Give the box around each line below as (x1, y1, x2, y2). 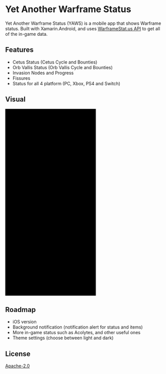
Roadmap (5, 305, 36, 314)
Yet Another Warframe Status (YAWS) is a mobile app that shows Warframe (5, 20, 161, 26)
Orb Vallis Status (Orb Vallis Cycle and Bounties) (12, 64, 113, 70)
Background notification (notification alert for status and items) (12, 324, 143, 330)
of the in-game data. (5, 31, 48, 37)
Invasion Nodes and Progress (12, 70, 74, 76)
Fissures (12, 75, 31, 81)
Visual (5, 95, 26, 104)
